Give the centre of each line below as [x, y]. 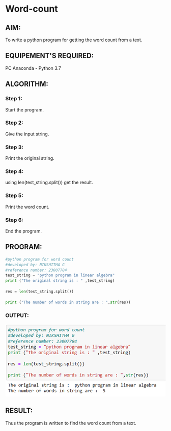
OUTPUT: [17, 315]
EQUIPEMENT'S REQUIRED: [50, 56]
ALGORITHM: [27, 84]
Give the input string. [27, 134]
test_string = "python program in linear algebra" [60, 275]
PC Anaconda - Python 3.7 [33, 68]
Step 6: [15, 220]
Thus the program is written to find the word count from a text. [71, 423]
